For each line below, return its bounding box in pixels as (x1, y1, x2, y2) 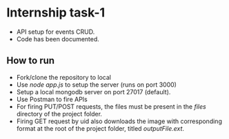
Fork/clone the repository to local (16, 73, 112, 81)
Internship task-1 (6, 5, 106, 21)
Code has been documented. (16, 34, 99, 43)
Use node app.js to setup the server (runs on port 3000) (16, 81, 177, 89)
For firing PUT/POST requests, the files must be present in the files (16, 102, 206, 111)
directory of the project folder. (16, 109, 103, 118)
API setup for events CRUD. (16, 28, 95, 36)
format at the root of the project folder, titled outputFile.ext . (16, 124, 184, 132)
